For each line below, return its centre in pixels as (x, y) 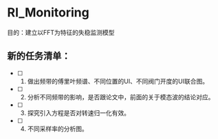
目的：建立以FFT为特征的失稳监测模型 (61, 32)
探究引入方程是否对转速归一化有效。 (79, 113)
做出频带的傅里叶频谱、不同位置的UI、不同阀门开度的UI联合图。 (118, 81)
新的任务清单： (39, 56)
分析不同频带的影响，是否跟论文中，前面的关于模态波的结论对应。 (121, 97)
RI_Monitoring (48, 13)
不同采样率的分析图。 (57, 129)
